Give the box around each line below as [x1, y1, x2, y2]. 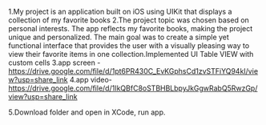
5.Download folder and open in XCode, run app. [8, 107, 166, 117]
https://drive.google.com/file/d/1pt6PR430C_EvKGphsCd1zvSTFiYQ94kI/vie [8, 67, 259, 75]
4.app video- [69, 75, 112, 84]
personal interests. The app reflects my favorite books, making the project [8, 24, 253, 33]
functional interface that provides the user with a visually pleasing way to [8, 41, 250, 50]
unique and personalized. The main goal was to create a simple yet [8, 32, 230, 42]
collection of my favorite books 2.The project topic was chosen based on [8, 15, 250, 25]
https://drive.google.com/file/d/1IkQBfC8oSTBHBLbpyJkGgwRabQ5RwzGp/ [8, 83, 258, 93]
